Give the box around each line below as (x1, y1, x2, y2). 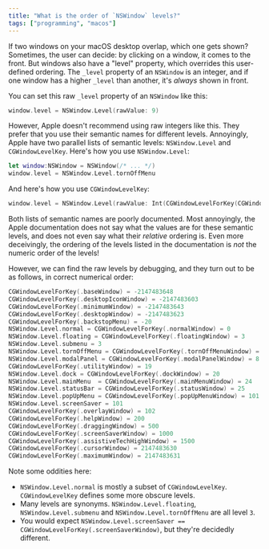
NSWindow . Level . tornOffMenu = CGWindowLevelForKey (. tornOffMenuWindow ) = (8, 348, 260, 356)
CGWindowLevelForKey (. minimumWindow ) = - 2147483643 (8, 303, 184, 311)
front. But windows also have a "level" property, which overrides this (8, 58, 235, 68)
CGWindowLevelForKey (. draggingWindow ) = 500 (8, 422, 159, 430)
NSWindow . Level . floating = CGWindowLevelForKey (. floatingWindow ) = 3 (8, 332, 246, 341)
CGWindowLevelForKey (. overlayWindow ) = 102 (8, 407, 156, 415)
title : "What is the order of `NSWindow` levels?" (8, 11, 181, 20)
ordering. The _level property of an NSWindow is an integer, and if (35, 67, 249, 76)
